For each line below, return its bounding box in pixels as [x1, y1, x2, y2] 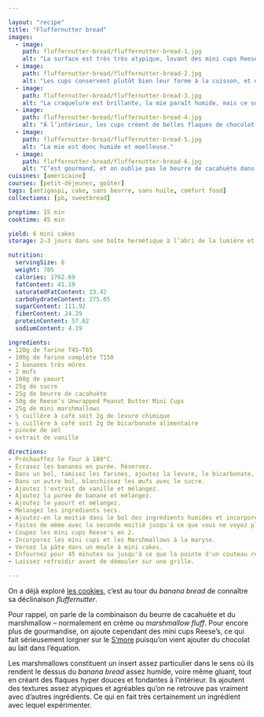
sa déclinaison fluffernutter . [8, 595, 98, 604]
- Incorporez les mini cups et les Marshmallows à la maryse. [8, 536, 216, 544]
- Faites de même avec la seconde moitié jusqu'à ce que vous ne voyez [8, 521, 247, 529]
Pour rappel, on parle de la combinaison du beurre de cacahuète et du [8, 610, 236, 619]
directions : [8, 448, 47, 456]
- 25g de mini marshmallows [8, 405, 101, 412]
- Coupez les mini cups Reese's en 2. [8, 528, 135, 536]
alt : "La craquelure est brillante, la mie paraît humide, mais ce [22, 99, 247, 107]
